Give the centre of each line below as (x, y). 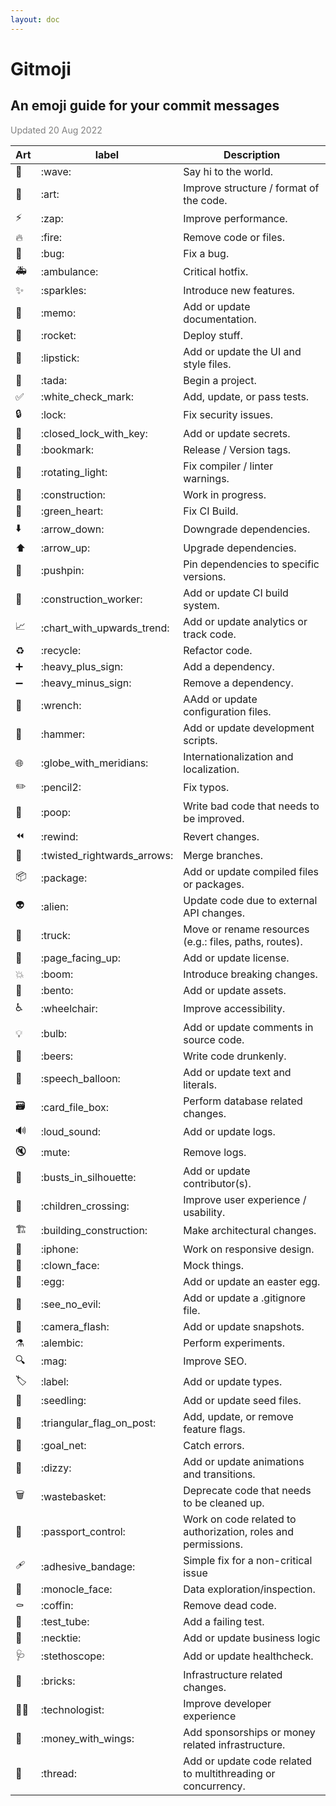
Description (252, 154)
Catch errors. (214, 1445)
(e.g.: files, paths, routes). (243, 941)
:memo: (58, 313)
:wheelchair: (69, 1009)
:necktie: (61, 1638)
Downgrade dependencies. (247, 529)
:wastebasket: (73, 1496)
